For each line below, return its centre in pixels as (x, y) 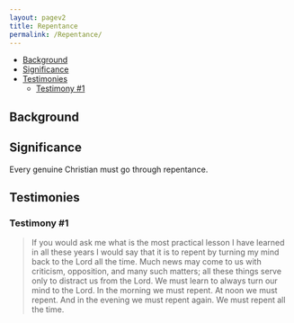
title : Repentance (44, 26)
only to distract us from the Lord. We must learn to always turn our (155, 281)
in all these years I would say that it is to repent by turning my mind (155, 252)
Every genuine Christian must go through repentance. (109, 169)
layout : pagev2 (38, 18)
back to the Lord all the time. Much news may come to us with (147, 262)
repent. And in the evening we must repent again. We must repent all (158, 300)
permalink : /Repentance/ (56, 34)
